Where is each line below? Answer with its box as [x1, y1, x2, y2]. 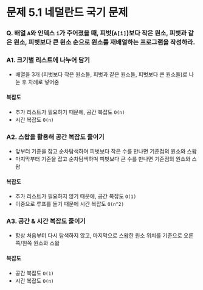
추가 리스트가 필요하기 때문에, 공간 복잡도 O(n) [15, 108, 125, 116]
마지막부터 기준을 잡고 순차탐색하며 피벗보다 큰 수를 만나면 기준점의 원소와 [15, 155, 191, 162]
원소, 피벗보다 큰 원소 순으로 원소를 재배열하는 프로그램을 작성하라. [13, 38, 196, 46]
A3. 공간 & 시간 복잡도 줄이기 [6, 217, 86, 225]
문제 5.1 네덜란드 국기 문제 [6, 5, 128, 19]
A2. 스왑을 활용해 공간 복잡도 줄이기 [6, 132, 105, 141]
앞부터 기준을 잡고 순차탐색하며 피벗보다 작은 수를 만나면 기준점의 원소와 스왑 [15, 147, 198, 155]
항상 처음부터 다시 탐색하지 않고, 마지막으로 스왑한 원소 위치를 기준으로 [15, 232, 182, 239]
